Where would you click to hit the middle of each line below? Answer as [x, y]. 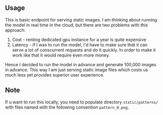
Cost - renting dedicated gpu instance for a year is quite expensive [79, 39]
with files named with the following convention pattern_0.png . [67, 107]
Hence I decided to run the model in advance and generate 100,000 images [81, 64]
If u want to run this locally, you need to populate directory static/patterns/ [81, 102]
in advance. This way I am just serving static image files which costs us [77, 70]
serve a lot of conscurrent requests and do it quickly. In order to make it [84, 50]
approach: [15, 30]
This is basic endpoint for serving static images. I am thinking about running [81, 19]
